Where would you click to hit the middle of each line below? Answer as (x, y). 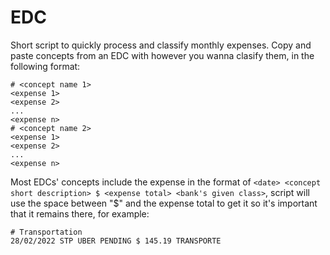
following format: (45, 66)
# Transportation (46, 232)
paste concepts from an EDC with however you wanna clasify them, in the (162, 55)
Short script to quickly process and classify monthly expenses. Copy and (161, 45)
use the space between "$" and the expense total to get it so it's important (164, 203)
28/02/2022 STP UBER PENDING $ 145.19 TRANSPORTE (116, 241)
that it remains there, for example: (80, 213)
